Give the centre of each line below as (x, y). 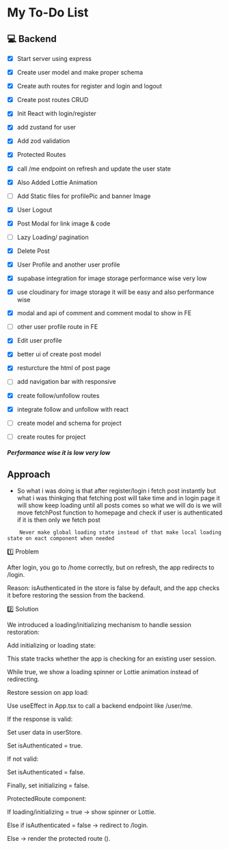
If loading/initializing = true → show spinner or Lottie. (81, 812)
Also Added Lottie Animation (57, 182)
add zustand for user (46, 127)
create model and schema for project (69, 423)
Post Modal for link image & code (64, 223)
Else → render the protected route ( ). (59, 839)
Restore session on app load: (48, 693)
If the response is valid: (40, 719)
